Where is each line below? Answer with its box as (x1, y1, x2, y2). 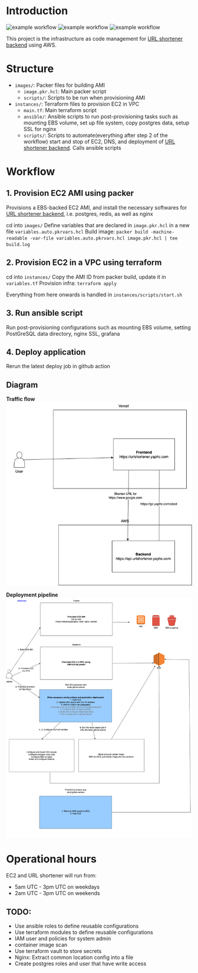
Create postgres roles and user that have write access (14, 960, 147, 967)
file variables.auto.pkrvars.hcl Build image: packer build (6, 228, 148, 235)
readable (6, 235, 28, 241)
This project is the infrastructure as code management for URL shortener (6, 35, 183, 42)
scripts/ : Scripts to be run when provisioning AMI (23, 94, 146, 101)
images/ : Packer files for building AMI (14, 81, 105, 89)
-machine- (150, 229, 175, 235)
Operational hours (6, 853, 97, 866)
